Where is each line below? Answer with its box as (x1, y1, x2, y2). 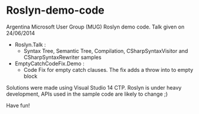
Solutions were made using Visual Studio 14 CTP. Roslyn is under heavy (6, 84, 182, 91)
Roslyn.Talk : (14, 41, 46, 48)
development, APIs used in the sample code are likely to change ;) (6, 90, 168, 97)
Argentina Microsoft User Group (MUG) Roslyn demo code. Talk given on (6, 23, 185, 30)
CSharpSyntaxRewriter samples (23, 53, 102, 61)
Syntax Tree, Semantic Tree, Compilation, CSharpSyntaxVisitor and (23, 47, 188, 54)
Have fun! (6, 102, 30, 109)
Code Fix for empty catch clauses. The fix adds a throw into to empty (23, 66, 194, 73)
